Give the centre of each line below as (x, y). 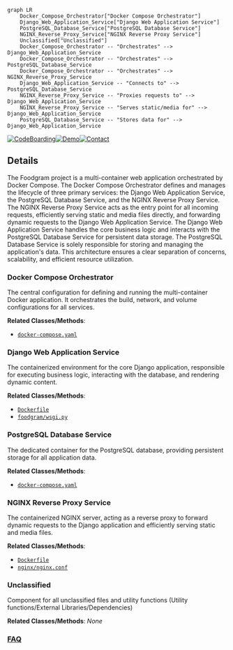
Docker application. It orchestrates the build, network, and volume (102, 300)
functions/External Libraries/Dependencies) (70, 607)
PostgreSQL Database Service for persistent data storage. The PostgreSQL (115, 236)
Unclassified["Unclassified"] (64, 40)
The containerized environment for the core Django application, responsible (116, 368)
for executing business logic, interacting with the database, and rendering (113, 375)
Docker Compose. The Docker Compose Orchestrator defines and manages (116, 185)
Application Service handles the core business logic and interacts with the (114, 229)
